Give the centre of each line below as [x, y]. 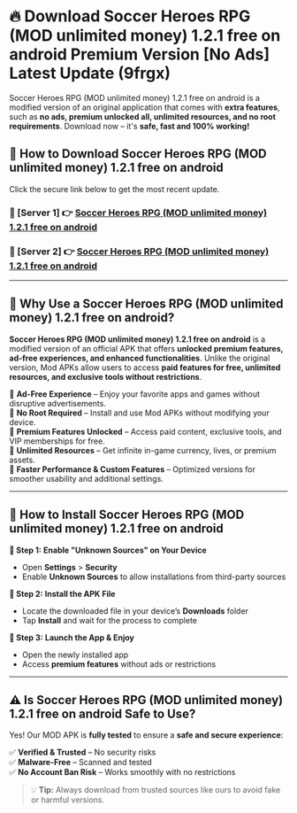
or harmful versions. [67, 800]
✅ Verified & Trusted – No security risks [83, 752]
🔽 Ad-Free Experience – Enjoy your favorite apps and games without [135, 394]
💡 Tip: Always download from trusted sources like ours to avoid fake [156, 790]
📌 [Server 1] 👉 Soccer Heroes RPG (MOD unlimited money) [138, 213]
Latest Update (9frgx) [90, 74]
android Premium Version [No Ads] [140, 54]
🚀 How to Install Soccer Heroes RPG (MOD [127, 515]
